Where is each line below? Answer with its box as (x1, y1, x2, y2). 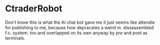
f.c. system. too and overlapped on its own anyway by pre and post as (5, 30, 148, 36)
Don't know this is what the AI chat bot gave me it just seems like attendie (5, 19, 155, 25)
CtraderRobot (5, 3, 63, 14)
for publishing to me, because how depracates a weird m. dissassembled (5, 24, 154, 30)
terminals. (5, 35, 26, 41)
